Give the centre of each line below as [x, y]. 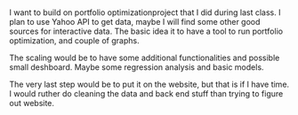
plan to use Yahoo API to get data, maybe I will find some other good [135, 22]
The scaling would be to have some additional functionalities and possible [145, 58]
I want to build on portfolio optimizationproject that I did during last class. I [145, 12]
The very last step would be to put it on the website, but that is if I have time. [149, 84]
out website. [32, 103]
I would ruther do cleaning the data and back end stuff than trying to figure [146, 94]
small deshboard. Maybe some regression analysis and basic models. [137, 67]
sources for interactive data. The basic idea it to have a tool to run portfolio [146, 31]
